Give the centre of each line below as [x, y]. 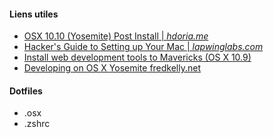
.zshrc [37, 124]
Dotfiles [26, 91]
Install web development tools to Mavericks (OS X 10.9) [137, 57]
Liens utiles [34, 14]
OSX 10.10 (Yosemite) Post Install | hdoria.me [116, 36]
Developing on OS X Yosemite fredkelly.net [112, 68]
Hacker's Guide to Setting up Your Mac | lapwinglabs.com [143, 47]
